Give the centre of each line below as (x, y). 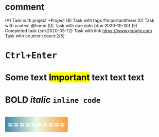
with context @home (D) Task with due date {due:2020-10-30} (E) (71, 25)
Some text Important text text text (75, 78)
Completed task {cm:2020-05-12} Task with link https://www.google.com (79, 30)
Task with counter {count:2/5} (35, 36)
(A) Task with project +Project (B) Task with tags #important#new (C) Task (80, 20)
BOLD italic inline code (53, 99)
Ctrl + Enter (31, 55)
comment (25, 7)
